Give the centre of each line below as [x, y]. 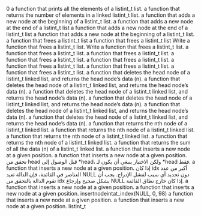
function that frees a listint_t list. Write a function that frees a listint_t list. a [97, 47]
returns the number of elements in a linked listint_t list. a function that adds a [101, 15]
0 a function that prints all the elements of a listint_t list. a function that [93, 9]
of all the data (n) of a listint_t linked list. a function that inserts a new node [98, 149]
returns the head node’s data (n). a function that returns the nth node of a [97, 123]
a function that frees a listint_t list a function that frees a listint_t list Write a [98, 40]
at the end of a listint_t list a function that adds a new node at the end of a [97, 28]
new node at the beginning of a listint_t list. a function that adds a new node [100, 21]
